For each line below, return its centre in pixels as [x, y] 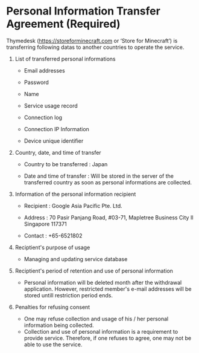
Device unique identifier [54, 141]
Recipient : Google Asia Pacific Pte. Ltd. [73, 206]
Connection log [43, 117]
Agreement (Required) [63, 24]
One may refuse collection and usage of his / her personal [96, 319]
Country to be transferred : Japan [66, 164]
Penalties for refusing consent [52, 307]
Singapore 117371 [46, 224]
